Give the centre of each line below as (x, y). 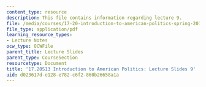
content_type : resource (37, 12)
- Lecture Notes (27, 40)
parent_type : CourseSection (42, 58)
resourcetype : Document (37, 63)
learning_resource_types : (39, 35)
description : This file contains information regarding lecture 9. (94, 18)
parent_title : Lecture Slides (45, 52)
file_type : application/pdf (42, 29)
